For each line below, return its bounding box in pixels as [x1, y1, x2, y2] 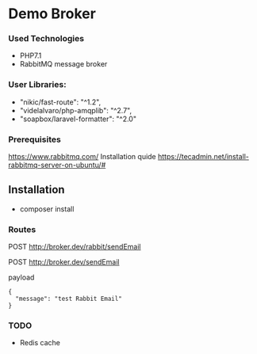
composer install [19, 204, 75, 214]
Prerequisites [8, 134, 61, 145]
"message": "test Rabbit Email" [15, 295, 123, 303]
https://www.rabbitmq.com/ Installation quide [8, 152, 156, 162]
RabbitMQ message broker [19, 59, 108, 69]
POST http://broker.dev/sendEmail [8, 257, 120, 267]
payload [8, 272, 35, 282]
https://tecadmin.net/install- [157, 152, 250, 162]
